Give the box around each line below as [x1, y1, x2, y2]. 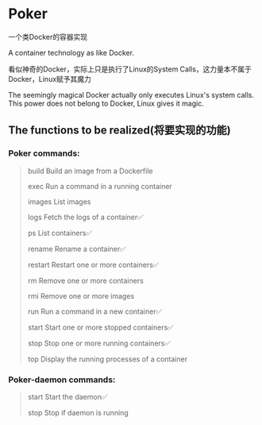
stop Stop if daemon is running [27, 408, 129, 417]
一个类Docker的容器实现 [8, 32, 88, 41]
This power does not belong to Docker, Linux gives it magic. [8, 99, 204, 108]
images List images [27, 196, 91, 207]
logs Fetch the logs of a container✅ [27, 212, 144, 222]
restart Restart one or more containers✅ [27, 260, 160, 269]
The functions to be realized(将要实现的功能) [8, 124, 232, 137]
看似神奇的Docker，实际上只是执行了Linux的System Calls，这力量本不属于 [8, 64, 252, 74]
